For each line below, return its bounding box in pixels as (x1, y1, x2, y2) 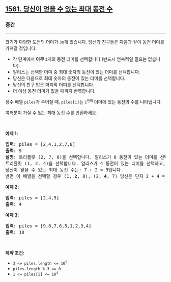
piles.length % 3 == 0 (12, 266, 61, 271)
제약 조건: (5, 249, 24, 256)
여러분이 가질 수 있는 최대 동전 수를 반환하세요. (5, 109, 98, 116)
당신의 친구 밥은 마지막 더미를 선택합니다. (12, 81, 95, 88)
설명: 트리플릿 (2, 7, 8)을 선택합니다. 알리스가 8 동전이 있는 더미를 (5, 154, 158, 160)
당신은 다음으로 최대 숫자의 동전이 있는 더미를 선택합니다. (12, 75, 126, 81)
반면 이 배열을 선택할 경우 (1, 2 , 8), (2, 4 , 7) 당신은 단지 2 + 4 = (5, 173, 165, 179)
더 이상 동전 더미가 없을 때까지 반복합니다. (12, 88, 96, 94)
